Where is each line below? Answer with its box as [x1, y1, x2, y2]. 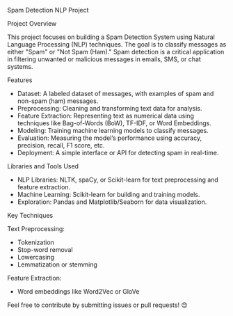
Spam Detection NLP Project [7, 6, 89, 14]
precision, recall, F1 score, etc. [17, 141, 105, 149]
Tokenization [17, 238, 54, 246]
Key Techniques [7, 212, 54, 219]
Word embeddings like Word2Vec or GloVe [17, 287, 140, 295]
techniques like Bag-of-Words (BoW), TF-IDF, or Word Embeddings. [17, 119, 212, 127]
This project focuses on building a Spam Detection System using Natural [7, 33, 216, 41]
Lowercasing [17, 253, 54, 261]
